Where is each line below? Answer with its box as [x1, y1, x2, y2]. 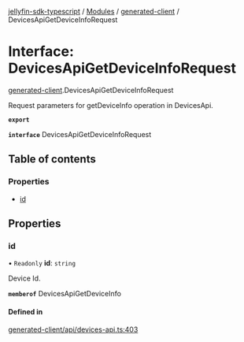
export [8, 116, 30, 124]
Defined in [8, 307, 43, 316]
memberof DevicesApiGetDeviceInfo [8, 289, 122, 299]
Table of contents [8, 153, 96, 166]
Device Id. [8, 273, 41, 283]
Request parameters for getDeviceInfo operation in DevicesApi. [8, 100, 214, 110]
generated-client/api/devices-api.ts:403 [8, 325, 139, 334]
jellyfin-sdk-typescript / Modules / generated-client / [8, 7, 179, 16]
